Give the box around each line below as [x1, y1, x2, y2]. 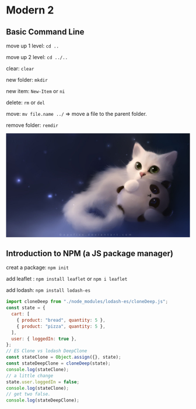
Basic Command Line [6, 27, 85, 37]
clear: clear [6, 65, 34, 72]
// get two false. [6, 391, 51, 397]
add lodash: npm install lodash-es [6, 287, 91, 294]
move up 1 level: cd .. [6, 42, 60, 49]
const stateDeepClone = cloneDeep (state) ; [6, 360, 111, 366]
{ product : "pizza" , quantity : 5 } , [16, 323, 106, 329]
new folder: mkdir [6, 77, 48, 83]
